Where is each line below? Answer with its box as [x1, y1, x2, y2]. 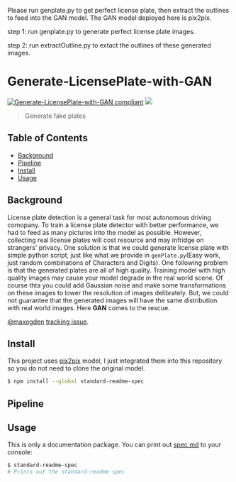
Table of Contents [7, 132, 89, 144]
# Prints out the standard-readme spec [7, 469, 125, 476]
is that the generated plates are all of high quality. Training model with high [7, 265, 225, 274]
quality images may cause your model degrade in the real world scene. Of [7, 273, 223, 282]
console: [7, 448, 33, 456]
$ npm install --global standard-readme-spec [7, 378, 144, 385]
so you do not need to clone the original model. [7, 364, 145, 373]
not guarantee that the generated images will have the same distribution [7, 296, 218, 305]
